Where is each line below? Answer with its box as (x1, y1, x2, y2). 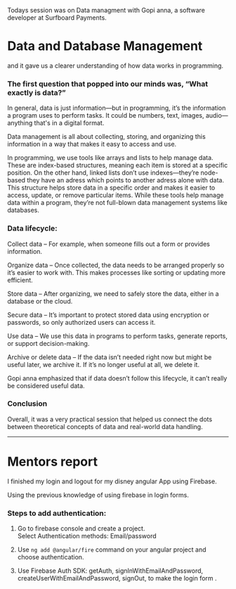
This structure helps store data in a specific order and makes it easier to (7, 183, 216, 192)
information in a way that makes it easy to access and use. (7, 140, 177, 149)
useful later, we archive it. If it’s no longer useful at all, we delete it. (7, 360, 200, 368)
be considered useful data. (7, 381, 86, 390)
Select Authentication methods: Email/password (17, 532, 157, 540)
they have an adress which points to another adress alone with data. (27, 176, 225, 185)
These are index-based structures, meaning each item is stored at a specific (7, 161, 228, 170)
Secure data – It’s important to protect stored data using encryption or (7, 310, 209, 319)
